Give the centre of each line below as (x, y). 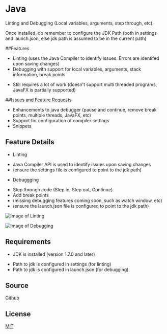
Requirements (28, 242)
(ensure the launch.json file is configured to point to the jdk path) (81, 206)
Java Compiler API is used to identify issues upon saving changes (82, 164)
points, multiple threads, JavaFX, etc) (52, 115)
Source (17, 285)
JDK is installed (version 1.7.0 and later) (54, 254)
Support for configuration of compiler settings (61, 120)
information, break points (39, 74)
